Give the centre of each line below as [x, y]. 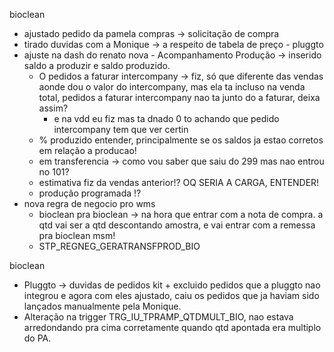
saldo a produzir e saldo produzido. [97, 65]
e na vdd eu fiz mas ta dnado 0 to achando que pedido [166, 118]
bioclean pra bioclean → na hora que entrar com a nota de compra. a [181, 214]
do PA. [37, 338]
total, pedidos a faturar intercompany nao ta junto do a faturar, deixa [179, 97]
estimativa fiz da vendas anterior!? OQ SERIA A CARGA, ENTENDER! [179, 182]
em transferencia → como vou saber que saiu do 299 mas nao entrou [181, 161]
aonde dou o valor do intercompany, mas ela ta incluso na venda [172, 87]
